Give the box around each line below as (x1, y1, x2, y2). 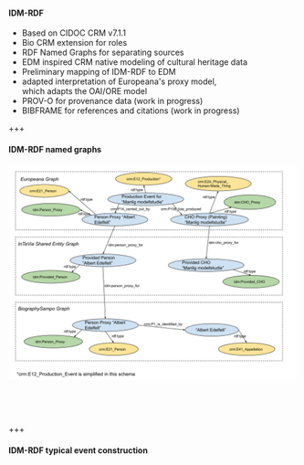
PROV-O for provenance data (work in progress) (21, 96, 204, 107)
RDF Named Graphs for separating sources (21, 47, 184, 58)
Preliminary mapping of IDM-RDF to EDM (21, 67, 176, 78)
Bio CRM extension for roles (21, 37, 128, 48)
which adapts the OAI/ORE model (21, 86, 148, 97)
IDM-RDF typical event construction (8, 445, 148, 456)
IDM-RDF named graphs (8, 143, 102, 154)
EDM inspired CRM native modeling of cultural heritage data (21, 57, 248, 68)
